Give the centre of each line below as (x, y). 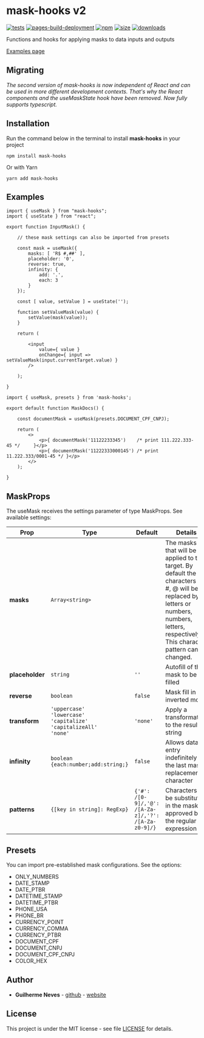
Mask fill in (181, 692)
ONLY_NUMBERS (37, 876)
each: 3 (49, 280)
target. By (179, 566)
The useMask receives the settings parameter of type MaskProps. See (94, 511)
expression (181, 828)
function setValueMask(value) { (58, 312)
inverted (177, 700)
